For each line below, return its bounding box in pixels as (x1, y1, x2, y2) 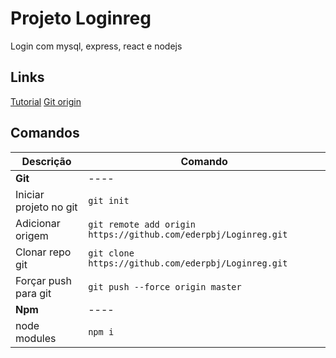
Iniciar (15, 187, 45, 201)
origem (15, 228, 49, 242)
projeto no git (15, 200, 78, 214)
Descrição (21, 154, 72, 168)
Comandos (10, 125, 80, 142)
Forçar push (15, 273, 72, 287)
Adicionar (15, 216, 61, 230)
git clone (88, 247, 135, 259)
